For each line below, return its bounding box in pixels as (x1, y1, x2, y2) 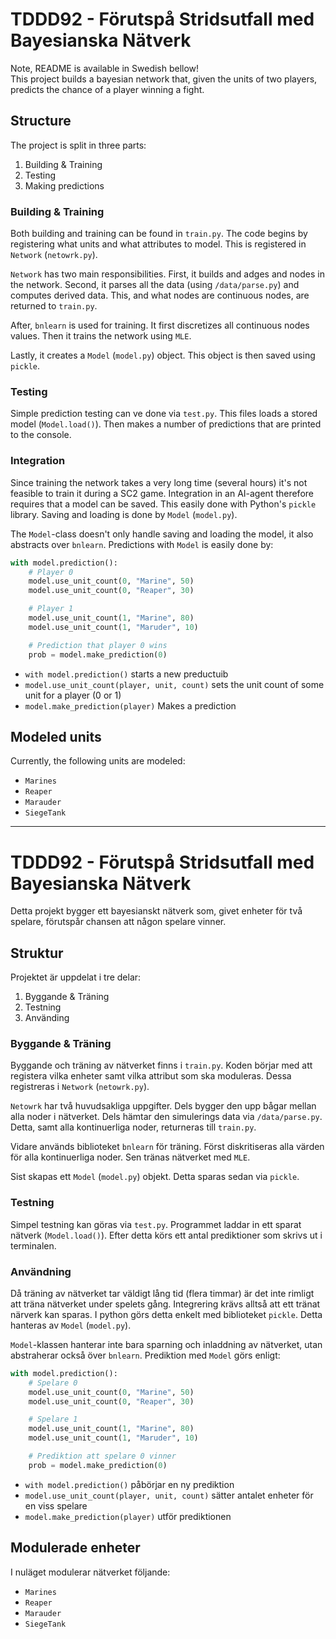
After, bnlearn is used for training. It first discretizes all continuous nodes (10, 319, 310, 332)
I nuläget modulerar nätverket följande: (10, 1566, 171, 1578)
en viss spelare (24, 1499, 88, 1512)
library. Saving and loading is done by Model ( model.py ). (10, 508, 238, 520)
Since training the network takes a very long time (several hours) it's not (10, 476, 308, 488)
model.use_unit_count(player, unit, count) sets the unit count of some (24, 678, 325, 690)
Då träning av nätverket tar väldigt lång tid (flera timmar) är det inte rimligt (10, 1287, 315, 1299)
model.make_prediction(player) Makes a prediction (24, 699, 237, 712)
